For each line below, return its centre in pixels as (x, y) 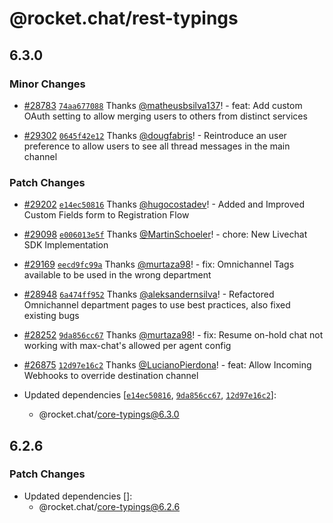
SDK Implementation (66, 245)
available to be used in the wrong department (117, 275)
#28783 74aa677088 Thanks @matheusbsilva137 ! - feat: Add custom (163, 105)
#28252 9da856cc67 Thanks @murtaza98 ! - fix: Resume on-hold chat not (173, 335)
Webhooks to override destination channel (111, 376)
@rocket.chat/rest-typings (124, 18)
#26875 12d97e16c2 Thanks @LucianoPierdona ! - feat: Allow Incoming (167, 365)
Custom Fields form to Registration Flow (106, 215)
